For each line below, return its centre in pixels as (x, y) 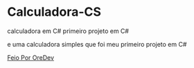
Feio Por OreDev (30, 57)
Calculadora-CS (54, 12)
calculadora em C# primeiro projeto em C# (68, 31)
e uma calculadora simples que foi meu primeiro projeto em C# (97, 44)
